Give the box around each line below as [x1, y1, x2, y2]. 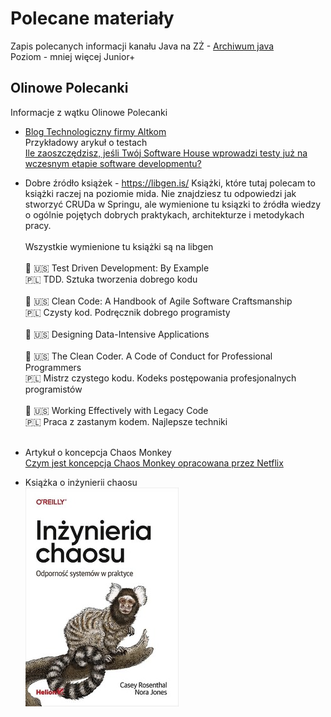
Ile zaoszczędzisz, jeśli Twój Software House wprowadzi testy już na [24, 147, 308, 159]
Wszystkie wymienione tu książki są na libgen [24, 240, 214, 252]
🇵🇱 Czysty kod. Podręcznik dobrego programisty [24, 306, 231, 318]
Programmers [24, 361, 82, 373]
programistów [24, 383, 83, 395]
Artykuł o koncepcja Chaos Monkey [24, 446, 172, 458]
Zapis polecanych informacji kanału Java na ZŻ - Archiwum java [10, 40, 275, 52]
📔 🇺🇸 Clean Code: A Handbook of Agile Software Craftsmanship [24, 295, 293, 307]
